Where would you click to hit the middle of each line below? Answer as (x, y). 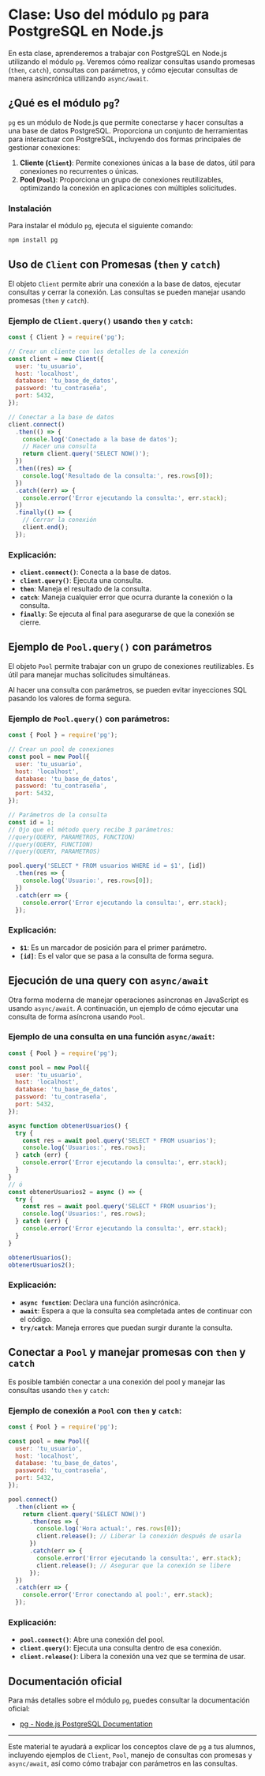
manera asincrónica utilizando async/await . (78, 78)
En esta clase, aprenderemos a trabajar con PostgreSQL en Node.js (118, 53)
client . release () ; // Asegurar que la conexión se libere (134, 1565)
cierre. (30, 622)
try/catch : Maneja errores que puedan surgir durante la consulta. (126, 1327)
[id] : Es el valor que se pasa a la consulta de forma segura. (117, 956)
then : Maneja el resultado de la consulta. (86, 589)
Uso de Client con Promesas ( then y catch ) (114, 265)
